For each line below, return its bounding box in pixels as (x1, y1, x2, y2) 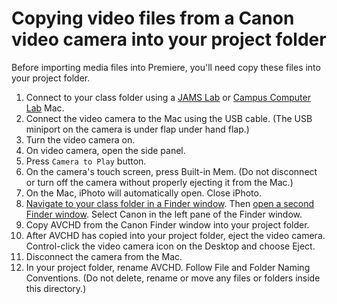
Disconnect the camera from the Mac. (25, 250, 183, 262)
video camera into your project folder (11, 28, 327, 51)
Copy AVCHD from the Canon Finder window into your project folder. (25, 218, 310, 231)
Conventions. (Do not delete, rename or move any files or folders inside (25, 272, 321, 284)
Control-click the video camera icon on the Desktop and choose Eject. (25, 240, 316, 252)
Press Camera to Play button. (25, 155, 147, 167)
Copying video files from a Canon (11, 7, 295, 30)
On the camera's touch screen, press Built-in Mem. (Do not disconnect (25, 165, 318, 177)
